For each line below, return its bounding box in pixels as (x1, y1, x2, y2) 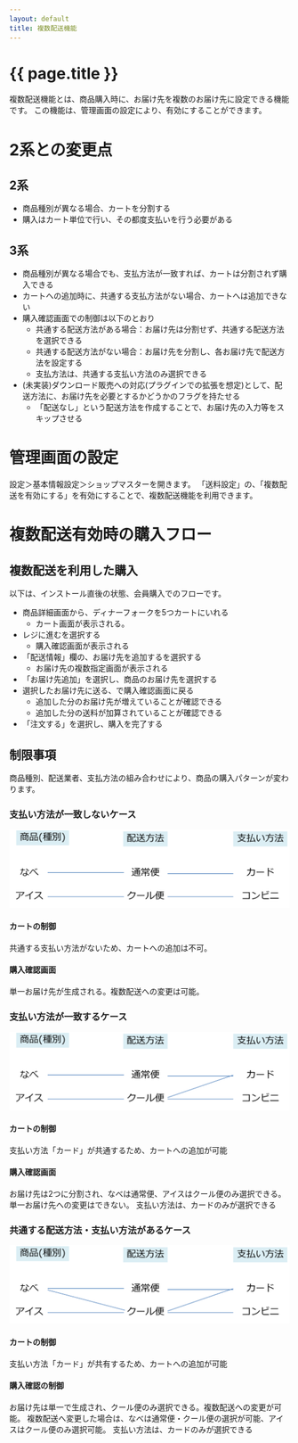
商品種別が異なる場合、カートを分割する (21, 203, 171, 214)
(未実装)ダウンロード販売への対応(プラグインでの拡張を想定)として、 (21, 380, 276, 391)
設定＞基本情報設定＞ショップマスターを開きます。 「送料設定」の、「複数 (9, 479, 280, 490)
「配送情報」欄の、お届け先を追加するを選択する (21, 652, 202, 663)
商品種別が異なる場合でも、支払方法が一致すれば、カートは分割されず (21, 268, 280, 279)
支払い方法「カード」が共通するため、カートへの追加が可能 (9, 1144, 228, 1155)
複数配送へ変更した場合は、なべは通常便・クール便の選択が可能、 (26, 1413, 269, 1423)
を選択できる (35, 335, 83, 346)
